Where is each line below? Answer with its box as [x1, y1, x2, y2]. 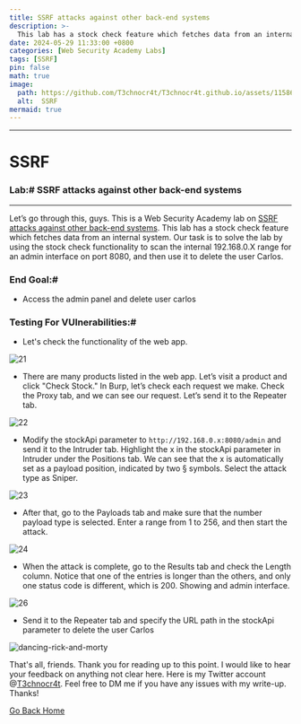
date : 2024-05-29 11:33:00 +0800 [9, 38, 134, 48]
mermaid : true [9, 105, 63, 114]
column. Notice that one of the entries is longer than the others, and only [21, 571, 291, 581]
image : [9, 80, 34, 89]
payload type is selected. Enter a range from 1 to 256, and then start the [21, 517, 288, 528]
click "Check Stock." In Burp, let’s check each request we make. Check [21, 380, 285, 391]
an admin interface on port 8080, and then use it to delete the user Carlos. [9, 250, 284, 261]
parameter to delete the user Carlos [21, 624, 155, 635]
